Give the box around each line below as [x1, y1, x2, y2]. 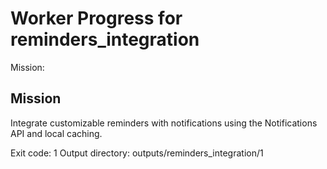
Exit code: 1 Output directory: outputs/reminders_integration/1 [10, 147, 264, 159]
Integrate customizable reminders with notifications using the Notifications [10, 117, 318, 129]
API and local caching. [10, 127, 103, 139]
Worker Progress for [10, 7, 183, 30]
